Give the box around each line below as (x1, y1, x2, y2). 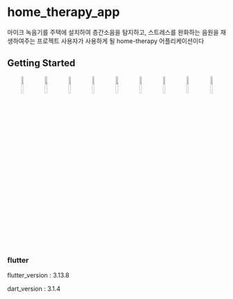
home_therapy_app (7, 4, 120, 20)
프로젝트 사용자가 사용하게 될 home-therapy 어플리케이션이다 (37, 36, 204, 45)
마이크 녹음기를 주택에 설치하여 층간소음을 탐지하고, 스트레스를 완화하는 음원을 (7, 28, 219, 36)
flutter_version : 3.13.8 (7, 271, 70, 280)
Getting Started (7, 57, 76, 70)
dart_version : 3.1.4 (7, 284, 61, 293)
